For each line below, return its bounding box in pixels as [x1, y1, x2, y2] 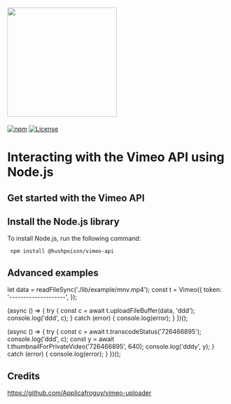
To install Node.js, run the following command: [7, 235, 141, 243]
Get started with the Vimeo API [7, 192, 145, 204]
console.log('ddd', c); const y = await [7, 335, 115, 343]
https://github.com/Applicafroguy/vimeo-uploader [7, 389, 152, 397]
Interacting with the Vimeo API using [7, 149, 225, 165]
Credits [7, 370, 41, 382]
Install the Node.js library [7, 216, 120, 228]
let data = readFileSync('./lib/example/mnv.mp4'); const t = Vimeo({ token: [7, 286, 222, 294]
